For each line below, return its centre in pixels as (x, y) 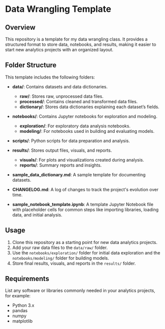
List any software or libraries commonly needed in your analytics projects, (80, 290)
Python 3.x (23, 305)
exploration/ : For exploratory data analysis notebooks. (75, 126)
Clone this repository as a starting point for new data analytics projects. (85, 242)
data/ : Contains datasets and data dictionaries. (60, 86)
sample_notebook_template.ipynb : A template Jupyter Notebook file (83, 204)
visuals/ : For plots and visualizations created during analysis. (82, 160)
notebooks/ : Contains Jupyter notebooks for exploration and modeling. (85, 116)
